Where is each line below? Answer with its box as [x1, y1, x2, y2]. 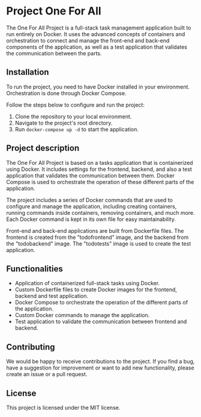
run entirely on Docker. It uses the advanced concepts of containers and [6, 30, 185, 37]
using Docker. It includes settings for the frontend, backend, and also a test [6, 165, 192, 173]
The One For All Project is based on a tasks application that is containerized [6, 159, 193, 166]
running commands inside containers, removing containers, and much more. [6, 209, 195, 216]
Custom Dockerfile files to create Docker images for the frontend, [14, 286, 177, 293]
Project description [6, 143, 80, 153]
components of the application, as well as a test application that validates [6, 43, 188, 51]
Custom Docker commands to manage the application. [14, 312, 150, 319]
